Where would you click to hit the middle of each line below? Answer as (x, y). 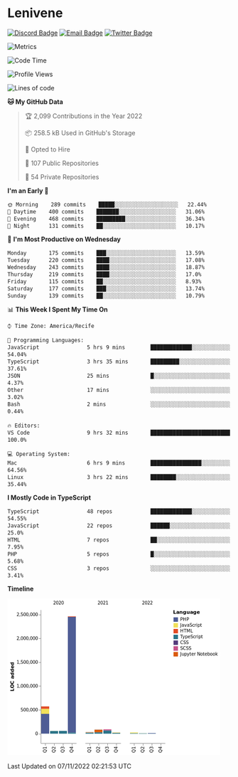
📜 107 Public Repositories (62, 163)
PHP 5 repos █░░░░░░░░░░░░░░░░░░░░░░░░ (119, 554)
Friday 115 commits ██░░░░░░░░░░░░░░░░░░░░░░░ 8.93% (104, 281)
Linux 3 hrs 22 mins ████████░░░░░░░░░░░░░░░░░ (119, 477)
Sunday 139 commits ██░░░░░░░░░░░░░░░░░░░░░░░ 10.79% (106, 296)
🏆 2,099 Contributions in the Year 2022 (83, 116)
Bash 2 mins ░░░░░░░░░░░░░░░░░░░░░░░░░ (119, 404)
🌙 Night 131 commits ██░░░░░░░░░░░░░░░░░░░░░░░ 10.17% (106, 226)
